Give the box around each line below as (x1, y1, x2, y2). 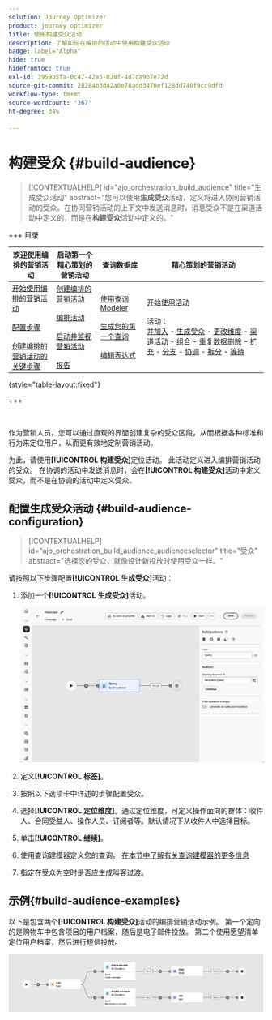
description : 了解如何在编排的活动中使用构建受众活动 (8, 39, 171, 47)
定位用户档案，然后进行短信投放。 (8, 937, 122, 947)
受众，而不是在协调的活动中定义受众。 (8, 475, 136, 486)
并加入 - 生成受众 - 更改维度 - (147, 327, 249, 336)
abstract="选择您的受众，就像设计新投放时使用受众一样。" (28, 556, 224, 566)
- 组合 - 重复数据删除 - (169, 336, 249, 346)
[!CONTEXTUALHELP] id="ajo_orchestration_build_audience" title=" (28, 182, 255, 192)
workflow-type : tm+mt (8, 90, 82, 98)
